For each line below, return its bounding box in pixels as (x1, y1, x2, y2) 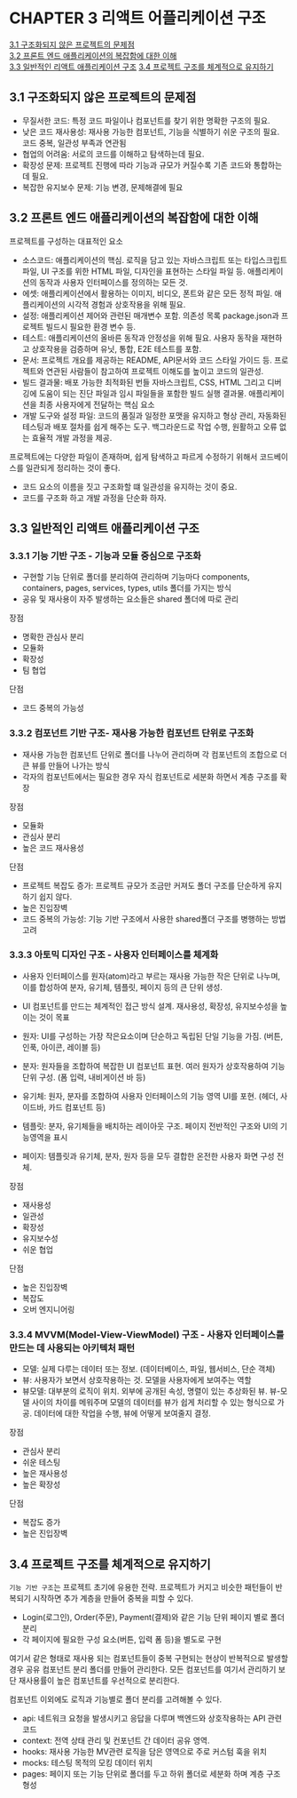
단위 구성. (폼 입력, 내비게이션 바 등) (21, 1072, 146, 1083)
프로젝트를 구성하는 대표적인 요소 (9, 236, 124, 246)
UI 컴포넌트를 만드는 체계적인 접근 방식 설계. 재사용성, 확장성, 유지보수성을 (21, 1001, 278, 1011)
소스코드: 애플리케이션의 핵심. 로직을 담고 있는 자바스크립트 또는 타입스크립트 (21, 254, 288, 265)
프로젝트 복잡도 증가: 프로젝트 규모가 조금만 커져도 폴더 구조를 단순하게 (21, 880, 266, 891)
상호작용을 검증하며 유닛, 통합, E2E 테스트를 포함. (31, 343, 202, 354)
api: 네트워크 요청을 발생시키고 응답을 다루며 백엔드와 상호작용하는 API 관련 (21, 1713, 282, 1723)
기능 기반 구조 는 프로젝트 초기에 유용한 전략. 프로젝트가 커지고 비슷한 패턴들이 (9, 1581, 274, 1592)
